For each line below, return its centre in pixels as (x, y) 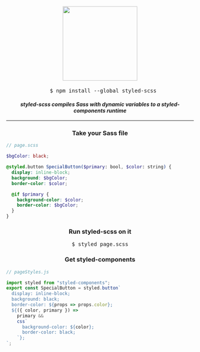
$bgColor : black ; (28, 156)
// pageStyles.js (28, 272)
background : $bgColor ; (40, 178)
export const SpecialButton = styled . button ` (63, 288)
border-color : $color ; (40, 183)
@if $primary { (30, 194)
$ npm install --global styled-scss (103, 90)
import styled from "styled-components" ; (58, 282)
